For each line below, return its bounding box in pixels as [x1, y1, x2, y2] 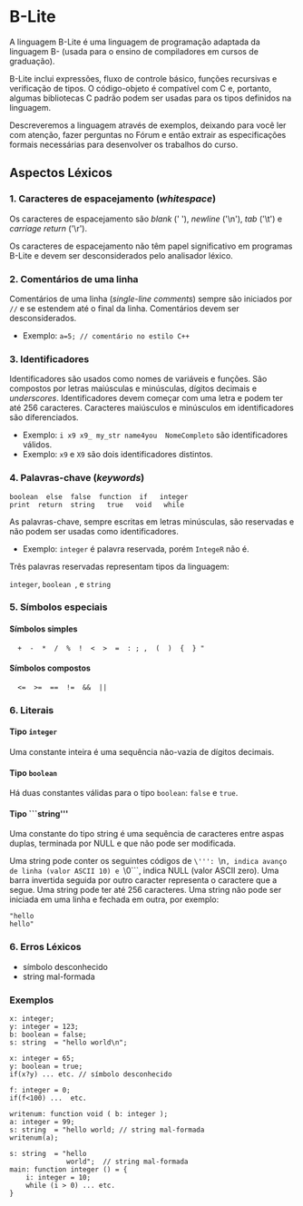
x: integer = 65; [9, 1054, 75, 1063]
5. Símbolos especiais [9, 601, 108, 613]
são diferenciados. [9, 412, 79, 423]
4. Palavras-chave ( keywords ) [9, 472, 145, 485]
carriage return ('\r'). [9, 222, 88, 233]
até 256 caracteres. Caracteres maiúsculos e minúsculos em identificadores [9, 402, 295, 414]
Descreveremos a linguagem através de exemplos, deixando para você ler [9, 120, 287, 131]
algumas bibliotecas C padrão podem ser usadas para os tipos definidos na [9, 93, 292, 103]
